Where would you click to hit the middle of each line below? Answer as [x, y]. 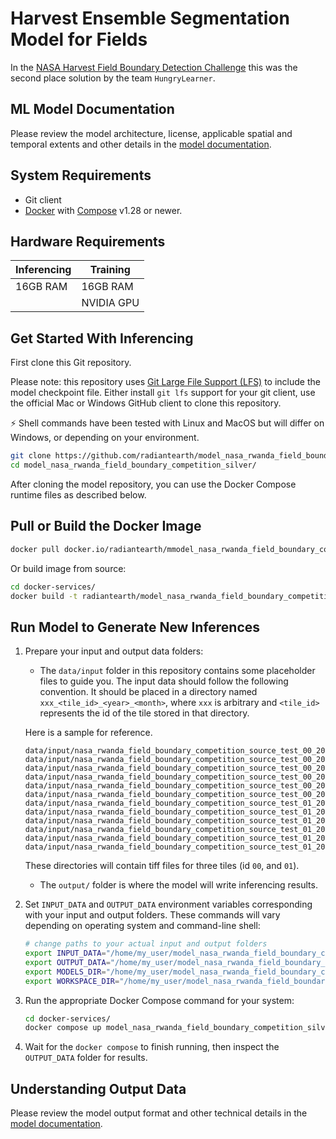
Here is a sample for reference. [88, 733]
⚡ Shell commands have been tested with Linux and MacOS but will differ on [167, 423]
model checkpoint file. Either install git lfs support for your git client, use [163, 393]
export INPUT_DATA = [65, 953]
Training [110, 270]
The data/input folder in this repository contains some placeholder [177, 671]
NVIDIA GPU [110, 303]
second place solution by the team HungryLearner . [113, 78]
